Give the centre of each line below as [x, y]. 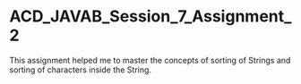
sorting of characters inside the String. [81, 70]
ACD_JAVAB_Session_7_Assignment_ [150, 17]
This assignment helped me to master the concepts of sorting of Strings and [150, 60]
